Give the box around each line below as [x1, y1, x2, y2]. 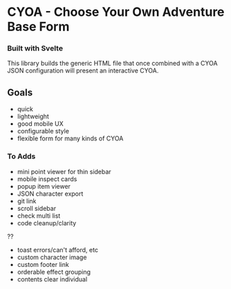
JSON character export [17, 189, 84, 198]
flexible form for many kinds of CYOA [17, 134, 124, 142]
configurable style [17, 127, 69, 136]
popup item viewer [17, 182, 71, 190]
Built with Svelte [7, 44, 64, 53]
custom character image [17, 253, 87, 261]
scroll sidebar [17, 204, 57, 212]
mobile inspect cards [17, 174, 77, 183]
